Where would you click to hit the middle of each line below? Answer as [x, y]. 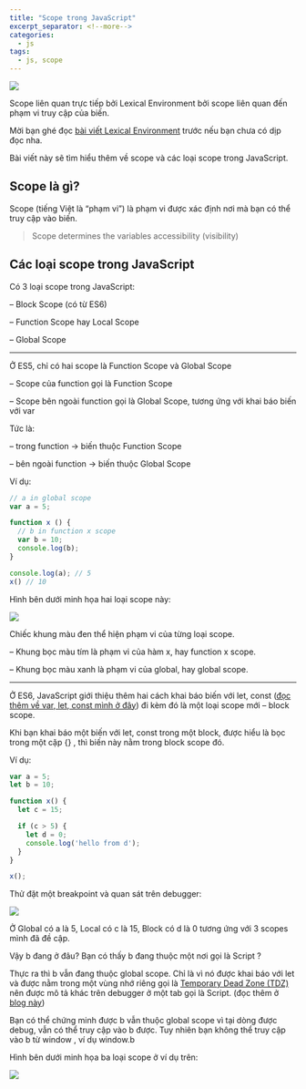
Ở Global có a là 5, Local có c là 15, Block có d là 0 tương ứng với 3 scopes [149, 929]
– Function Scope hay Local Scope [74, 322]
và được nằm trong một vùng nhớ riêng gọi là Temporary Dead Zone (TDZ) [149, 983]
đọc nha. [26, 140]
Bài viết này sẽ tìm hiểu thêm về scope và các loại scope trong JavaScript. [149, 158]
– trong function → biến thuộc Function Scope [96, 446]
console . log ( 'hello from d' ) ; [83, 843]
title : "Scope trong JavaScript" [73, 18]
